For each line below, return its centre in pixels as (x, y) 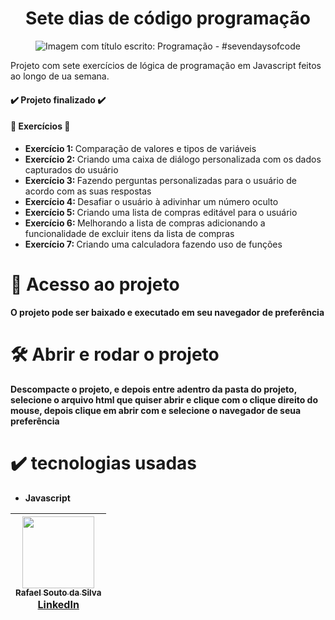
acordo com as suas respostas (88, 191)
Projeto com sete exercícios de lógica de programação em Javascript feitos (166, 65)
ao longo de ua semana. (60, 76)
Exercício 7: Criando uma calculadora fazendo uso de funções (153, 244)
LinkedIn (58, 604)
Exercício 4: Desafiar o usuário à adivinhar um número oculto (151, 201)
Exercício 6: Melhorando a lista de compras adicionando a (145, 223)
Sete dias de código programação (168, 18)
